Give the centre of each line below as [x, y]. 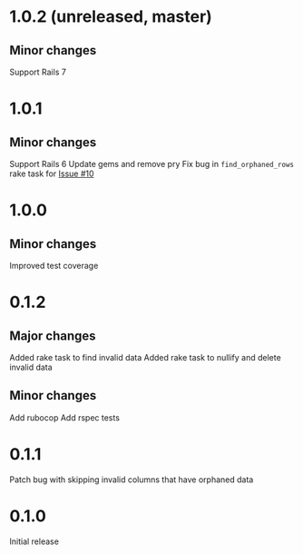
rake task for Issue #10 [52, 173]
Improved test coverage [54, 266]
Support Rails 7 [38, 72]
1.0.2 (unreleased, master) [111, 17]
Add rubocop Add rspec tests [65, 417]
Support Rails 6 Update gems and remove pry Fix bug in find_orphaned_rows [152, 164]
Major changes [53, 336]
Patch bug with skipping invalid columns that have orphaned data [132, 480]
